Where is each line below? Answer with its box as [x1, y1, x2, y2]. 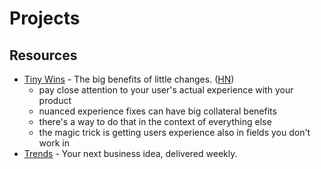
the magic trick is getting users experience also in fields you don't [38, 127, 311, 138]
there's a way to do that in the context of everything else [38, 116, 272, 127]
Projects [9, 7, 81, 30]
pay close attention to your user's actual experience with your [38, 84, 294, 96]
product [38, 95, 72, 106]
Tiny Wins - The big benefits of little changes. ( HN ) [23, 73, 235, 85]
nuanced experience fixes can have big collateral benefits [38, 105, 277, 117]
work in [38, 137, 70, 149]
